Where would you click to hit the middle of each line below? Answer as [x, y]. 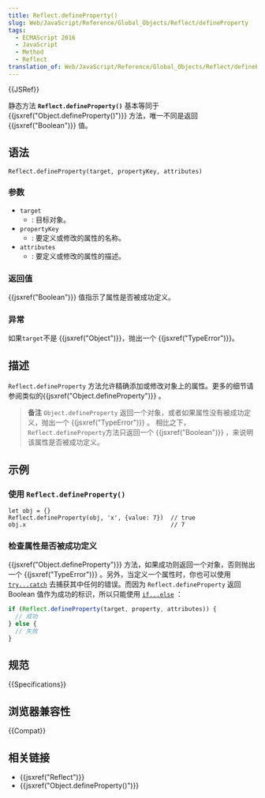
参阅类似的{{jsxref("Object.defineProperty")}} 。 [87, 396]
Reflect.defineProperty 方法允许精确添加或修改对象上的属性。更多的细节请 [131, 386]
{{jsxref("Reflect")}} [52, 777]
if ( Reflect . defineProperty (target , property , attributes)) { [112, 609]
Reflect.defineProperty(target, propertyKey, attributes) [105, 171]
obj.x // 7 [97, 525]
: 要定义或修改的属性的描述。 [78, 256]
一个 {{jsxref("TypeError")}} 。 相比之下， [123, 422]
